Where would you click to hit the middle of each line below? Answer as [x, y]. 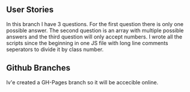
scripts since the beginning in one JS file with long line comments [87, 43]
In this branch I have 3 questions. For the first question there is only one [95, 24]
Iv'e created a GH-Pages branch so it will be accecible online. [82, 82]
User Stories [30, 10]
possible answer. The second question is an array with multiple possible [95, 30]
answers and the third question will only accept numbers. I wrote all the [94, 37]
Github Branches [38, 68]
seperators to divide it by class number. [55, 49]
